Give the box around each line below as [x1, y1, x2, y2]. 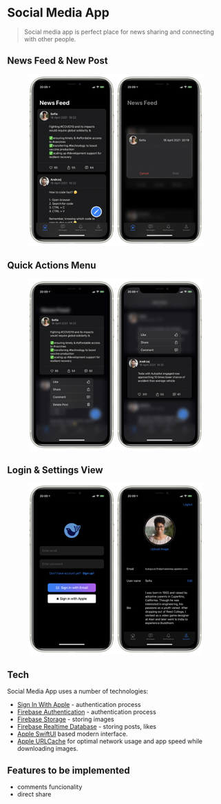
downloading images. [17, 745, 78, 753]
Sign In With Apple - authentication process [17, 701, 141, 709]
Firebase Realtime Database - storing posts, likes [17, 723, 157, 731]
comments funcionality [17, 783, 83, 791]
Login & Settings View [7, 464, 103, 476]
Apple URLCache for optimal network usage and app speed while [17, 737, 203, 745]
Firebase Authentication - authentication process [17, 708, 156, 716]
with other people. [23, 34, 76, 43]
